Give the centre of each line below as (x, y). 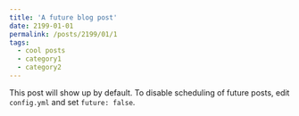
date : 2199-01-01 (42, 26)
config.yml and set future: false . (72, 102)
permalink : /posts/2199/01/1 (63, 34)
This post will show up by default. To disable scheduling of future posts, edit (149, 92)
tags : (19, 42)
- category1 (40, 59)
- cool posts (42, 51)
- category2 (40, 68)
